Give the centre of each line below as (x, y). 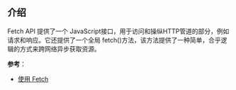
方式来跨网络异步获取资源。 (60, 49)
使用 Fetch (33, 79)
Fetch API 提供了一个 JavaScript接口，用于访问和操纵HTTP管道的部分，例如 (118, 31)
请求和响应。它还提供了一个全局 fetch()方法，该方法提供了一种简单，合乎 (114, 40)
